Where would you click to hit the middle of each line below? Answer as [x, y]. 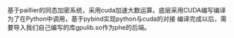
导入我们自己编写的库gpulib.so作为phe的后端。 [82, 27]
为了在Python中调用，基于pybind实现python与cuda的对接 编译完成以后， [114, 19]
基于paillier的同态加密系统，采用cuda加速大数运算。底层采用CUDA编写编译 [117, 10]
